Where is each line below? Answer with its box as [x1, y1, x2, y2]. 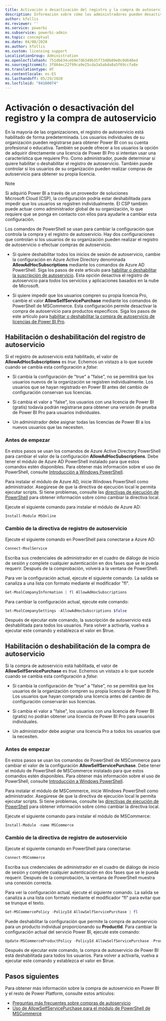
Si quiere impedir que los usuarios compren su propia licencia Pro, [12, 292, 148, 298]
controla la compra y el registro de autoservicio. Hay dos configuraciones [5, 231, 155, 237]
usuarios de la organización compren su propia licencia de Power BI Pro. [12, 688, 161, 694]
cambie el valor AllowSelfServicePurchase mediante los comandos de [12, 298, 158, 303]
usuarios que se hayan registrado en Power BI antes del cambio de [12, 384, 149, 390]
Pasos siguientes [5, 972, 59, 980]
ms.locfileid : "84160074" [5, 81, 58, 85]
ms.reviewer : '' [5, 21, 39, 26]
